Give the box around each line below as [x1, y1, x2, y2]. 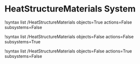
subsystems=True [4, 38, 41, 44]
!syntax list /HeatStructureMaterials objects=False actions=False [4, 34, 134, 39]
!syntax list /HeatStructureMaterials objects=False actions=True [4, 48, 132, 54]
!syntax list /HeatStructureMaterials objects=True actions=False [4, 19, 132, 25]
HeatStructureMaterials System [4, 3, 136, 14]
